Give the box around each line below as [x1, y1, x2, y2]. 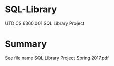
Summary [5, 38, 47, 50]
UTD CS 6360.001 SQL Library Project [5, 20, 85, 26]
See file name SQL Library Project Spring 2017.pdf [5, 55, 109, 61]
